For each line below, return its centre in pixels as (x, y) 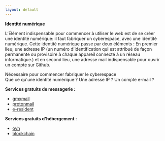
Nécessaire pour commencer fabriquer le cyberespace (61, 74)
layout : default (22, 10)
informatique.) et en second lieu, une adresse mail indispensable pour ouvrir (82, 59)
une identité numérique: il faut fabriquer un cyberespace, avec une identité (81, 38)
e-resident (23, 109)
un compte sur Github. (28, 65)
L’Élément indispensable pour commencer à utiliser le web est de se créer (80, 33)
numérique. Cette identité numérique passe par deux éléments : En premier (82, 44)
